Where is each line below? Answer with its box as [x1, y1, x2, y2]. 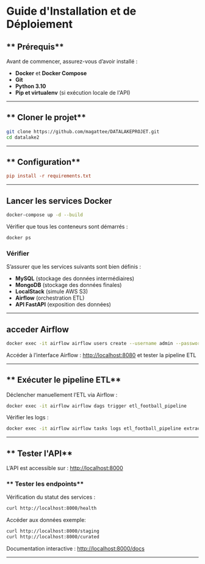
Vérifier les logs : [6, 414, 49, 421]
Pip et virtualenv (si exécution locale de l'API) [15, 89, 131, 96]
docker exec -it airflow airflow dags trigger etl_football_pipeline [6, 403, 187, 409]
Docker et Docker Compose [15, 70, 87, 77]
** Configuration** [6, 157, 81, 167]
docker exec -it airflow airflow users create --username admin [6, 340, 173, 346]
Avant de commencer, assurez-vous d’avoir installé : [6, 58, 138, 65]
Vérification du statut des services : [6, 493, 96, 501]
